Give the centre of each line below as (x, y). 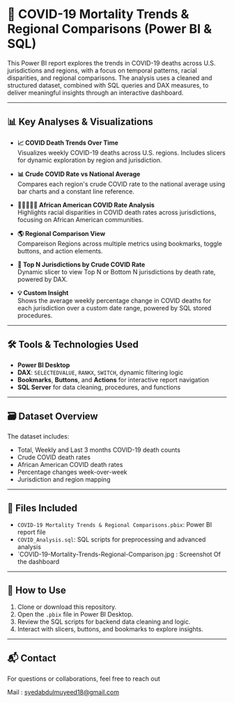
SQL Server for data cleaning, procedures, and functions (99, 387)
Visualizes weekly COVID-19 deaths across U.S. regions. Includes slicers (122, 152)
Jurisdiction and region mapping (64, 480)
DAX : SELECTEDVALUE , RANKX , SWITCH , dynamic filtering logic (100, 372)
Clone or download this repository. (67, 607)
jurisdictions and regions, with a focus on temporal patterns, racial (102, 70)
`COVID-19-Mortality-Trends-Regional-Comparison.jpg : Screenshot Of (119, 554)
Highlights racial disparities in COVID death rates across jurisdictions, (117, 212)
